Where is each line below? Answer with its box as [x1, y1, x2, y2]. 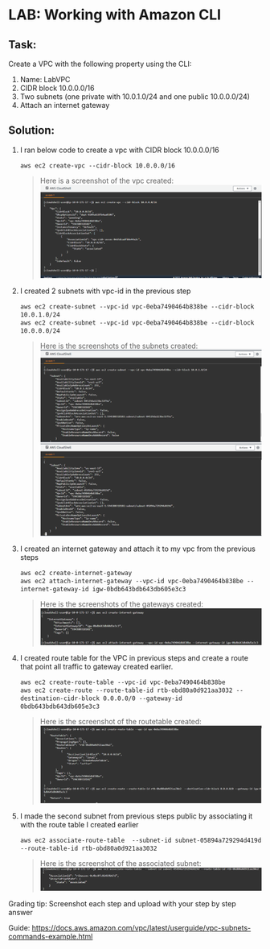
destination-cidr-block [19, 694, 100, 702]
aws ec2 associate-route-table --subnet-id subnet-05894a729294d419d [19, 836, 262, 844]
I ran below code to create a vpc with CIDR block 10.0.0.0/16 [19, 145, 219, 155]
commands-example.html [8, 931, 93, 941]
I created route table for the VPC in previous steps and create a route [19, 653, 249, 662]
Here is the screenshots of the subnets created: [39, 341, 198, 350]
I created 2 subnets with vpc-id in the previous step [19, 286, 191, 296]
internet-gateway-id [19, 586, 89, 594]
